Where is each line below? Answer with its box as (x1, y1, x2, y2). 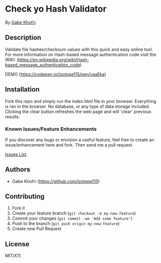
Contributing (5, 193, 45, 201)
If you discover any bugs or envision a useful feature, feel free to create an (5, 137, 154, 143)
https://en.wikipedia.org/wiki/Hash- (18, 57, 89, 63)
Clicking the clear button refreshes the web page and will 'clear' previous (5, 108, 151, 115)
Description (5, 33, 41, 42)
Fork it (12, 205, 25, 211)
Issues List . (5, 151, 28, 157)
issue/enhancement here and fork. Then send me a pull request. (5, 142, 133, 148)
